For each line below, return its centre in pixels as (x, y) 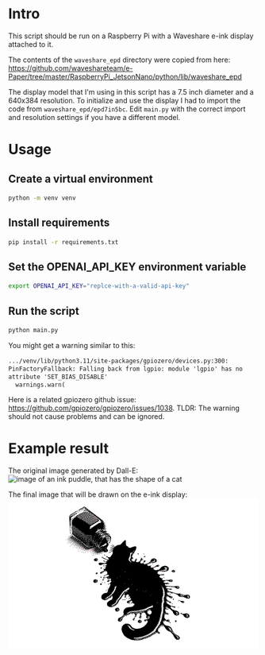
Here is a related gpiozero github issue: (72, 399)
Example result (59, 449)
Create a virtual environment (81, 178)
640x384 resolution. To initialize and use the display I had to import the (125, 100)
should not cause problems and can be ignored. (86, 416)
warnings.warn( (40, 385)
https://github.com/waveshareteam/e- (71, 68)
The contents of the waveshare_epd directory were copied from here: (119, 60)
